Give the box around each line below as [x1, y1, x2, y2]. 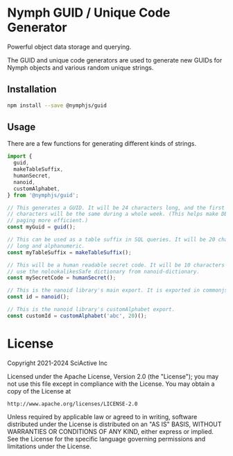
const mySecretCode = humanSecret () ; [7, 274, 116, 282]
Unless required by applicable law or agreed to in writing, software [7, 412, 198, 421]
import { [7, 153, 33, 160]
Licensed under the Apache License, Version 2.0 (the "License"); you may [7, 372, 219, 380]
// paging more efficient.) [7, 217, 89, 224]
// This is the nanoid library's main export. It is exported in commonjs [7, 287, 228, 294]
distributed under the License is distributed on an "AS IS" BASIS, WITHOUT [7, 420, 222, 428]
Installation [7, 83, 57, 95]
